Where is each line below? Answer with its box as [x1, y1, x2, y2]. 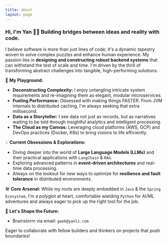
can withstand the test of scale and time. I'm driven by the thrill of [5, 62, 141, 68]
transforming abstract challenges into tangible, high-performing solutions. [5, 67, 158, 73]
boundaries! [5, 232, 30, 238]
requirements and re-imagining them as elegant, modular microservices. [12, 92, 162, 98]
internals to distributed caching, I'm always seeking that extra [12, 103, 140, 109]
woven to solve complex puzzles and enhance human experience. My [5, 51, 149, 58]
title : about [5, 7, 33, 13]
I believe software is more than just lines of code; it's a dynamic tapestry [5, 46, 155, 52]
